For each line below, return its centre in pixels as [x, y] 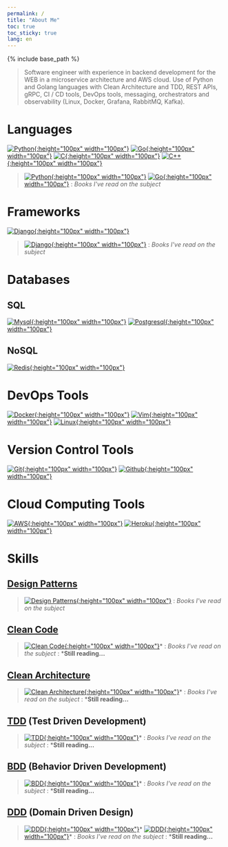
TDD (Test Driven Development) [77, 721]
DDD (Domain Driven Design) [71, 812]
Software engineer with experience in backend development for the [120, 73]
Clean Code [33, 630]
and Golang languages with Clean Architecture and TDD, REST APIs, [121, 87]
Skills [23, 559]
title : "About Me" [33, 20]
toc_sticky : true [32, 33]
